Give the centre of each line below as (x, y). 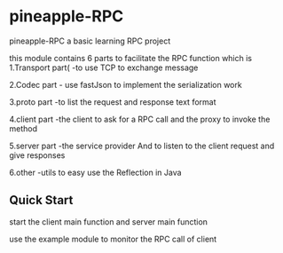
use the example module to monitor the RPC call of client (113, 239)
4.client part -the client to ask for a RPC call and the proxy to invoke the (140, 119)
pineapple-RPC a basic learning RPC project (90, 41)
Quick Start (41, 200)
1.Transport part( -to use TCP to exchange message (104, 67)
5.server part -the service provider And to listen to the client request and (142, 146)
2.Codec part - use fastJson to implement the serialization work (126, 84)
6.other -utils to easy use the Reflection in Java (95, 172)
